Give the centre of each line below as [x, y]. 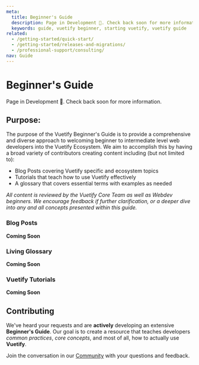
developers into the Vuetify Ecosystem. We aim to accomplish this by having [99, 147]
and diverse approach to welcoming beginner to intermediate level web [93, 140]
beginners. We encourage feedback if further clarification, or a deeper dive [98, 201]
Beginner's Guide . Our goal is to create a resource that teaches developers [98, 332]
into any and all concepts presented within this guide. [72, 207]
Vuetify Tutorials [31, 279]
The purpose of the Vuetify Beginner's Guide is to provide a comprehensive [98, 135]
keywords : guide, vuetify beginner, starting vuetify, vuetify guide [99, 28]
